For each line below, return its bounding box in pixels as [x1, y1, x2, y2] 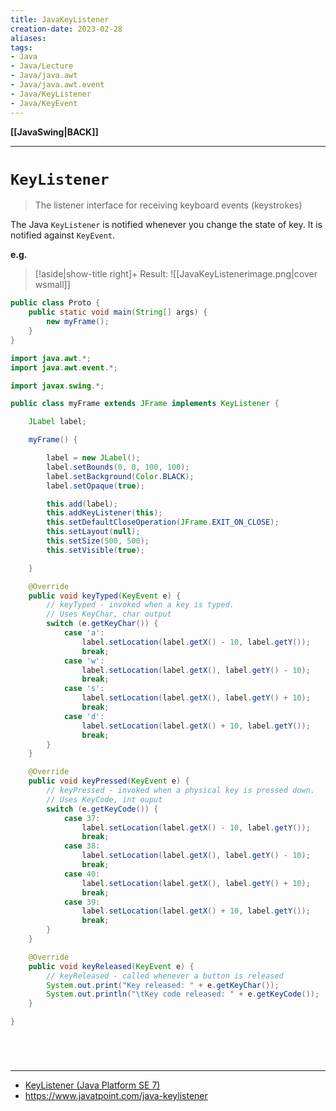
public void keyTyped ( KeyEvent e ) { [28, 591, 182, 601]
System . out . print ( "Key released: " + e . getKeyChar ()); [46, 980, 280, 990]
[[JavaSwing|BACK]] [10, 126, 99, 138]
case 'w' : [63, 656, 105, 666]
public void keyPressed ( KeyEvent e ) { [28, 776, 190, 786]
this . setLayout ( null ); [46, 527, 141, 537]
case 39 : [63, 897, 101, 907]
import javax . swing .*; [10, 381, 105, 391]
